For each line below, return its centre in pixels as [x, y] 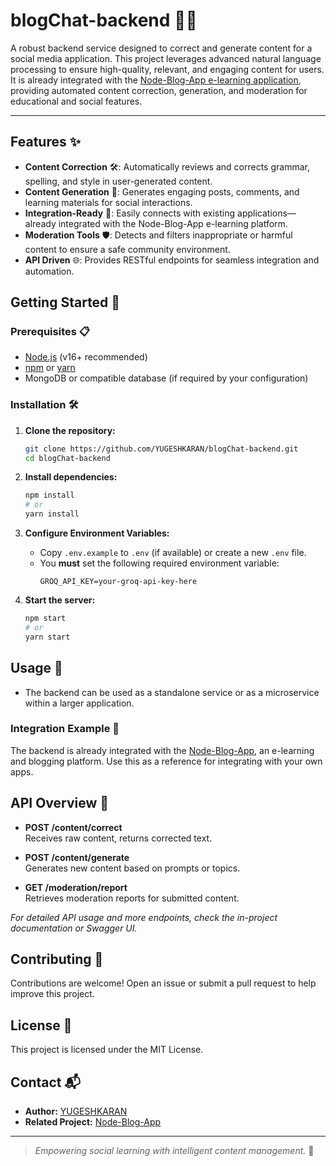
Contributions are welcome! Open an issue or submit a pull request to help [163, 983]
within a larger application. [79, 703]
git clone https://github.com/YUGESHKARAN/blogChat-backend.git [161, 449]
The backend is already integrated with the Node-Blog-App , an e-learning [162, 750]
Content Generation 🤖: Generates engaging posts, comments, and [162, 191]
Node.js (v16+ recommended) [86, 357]
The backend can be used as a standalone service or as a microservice [172, 692]
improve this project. [52, 994]
